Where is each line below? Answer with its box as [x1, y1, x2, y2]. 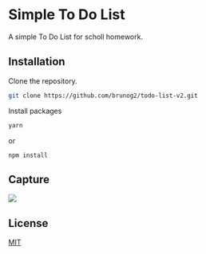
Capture [8, 173, 50, 186]
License [8, 217, 49, 230]
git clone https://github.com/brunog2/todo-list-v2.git [8, 92, 198, 100]
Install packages [8, 106, 62, 115]
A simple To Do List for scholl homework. [8, 32, 144, 41]
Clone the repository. [8, 76, 77, 85]
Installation [8, 55, 65, 68]
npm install [8, 151, 48, 159]
